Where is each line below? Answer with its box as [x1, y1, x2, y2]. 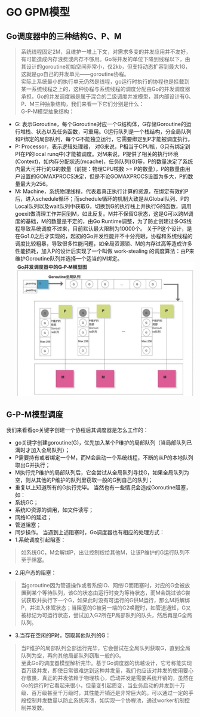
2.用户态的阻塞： [14, 569, 57, 577]
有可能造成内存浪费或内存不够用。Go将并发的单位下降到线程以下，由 [20, 56, 190, 63]
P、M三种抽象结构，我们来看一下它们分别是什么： [20, 100, 144, 108]
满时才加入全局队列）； [14, 446, 70, 454]
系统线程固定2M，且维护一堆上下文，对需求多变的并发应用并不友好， [20, 48, 191, 55]
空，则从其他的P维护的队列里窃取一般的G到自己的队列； [14, 476, 153, 484]
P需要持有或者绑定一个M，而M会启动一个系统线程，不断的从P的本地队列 [14, 454, 193, 461]
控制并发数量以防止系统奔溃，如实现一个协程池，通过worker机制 [26, 697, 185, 704]
